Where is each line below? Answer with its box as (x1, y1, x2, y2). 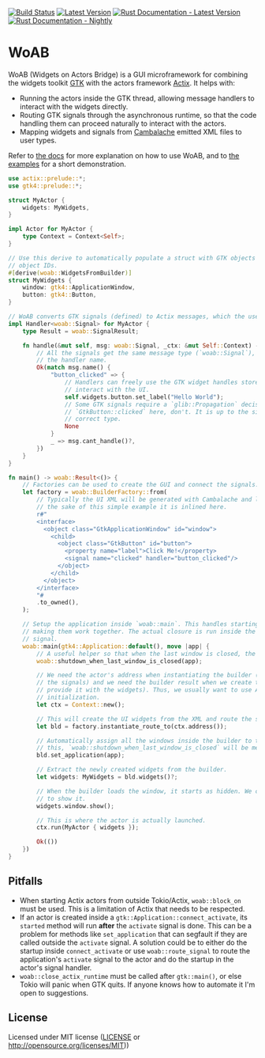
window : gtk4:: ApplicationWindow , (22, 283, 136, 292)
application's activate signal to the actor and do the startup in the (19, 954, 234, 964)
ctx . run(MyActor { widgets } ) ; (36, 824, 140, 832)
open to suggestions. (19, 988, 89, 997)
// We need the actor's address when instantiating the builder (36, 671, 252, 680)
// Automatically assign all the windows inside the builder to (36, 737, 252, 745)
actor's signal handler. (19, 962, 92, 973)
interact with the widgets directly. (19, 101, 129, 111)
